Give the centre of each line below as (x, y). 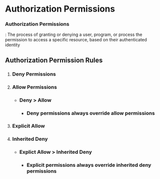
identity (13, 45)
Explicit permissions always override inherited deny (89, 165)
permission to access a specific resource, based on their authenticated (76, 40)
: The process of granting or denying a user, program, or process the (74, 34)
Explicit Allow (28, 126)
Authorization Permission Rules (54, 60)
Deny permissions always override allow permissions (91, 113)
